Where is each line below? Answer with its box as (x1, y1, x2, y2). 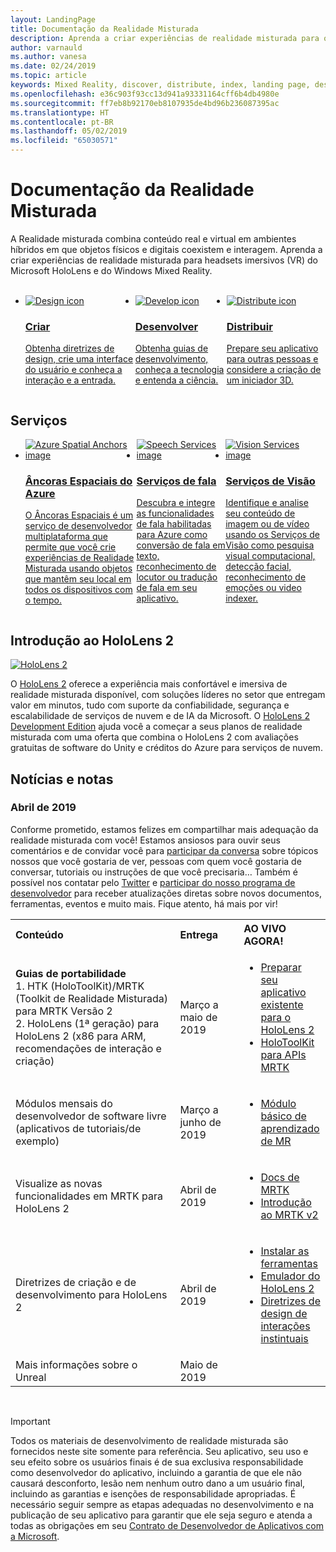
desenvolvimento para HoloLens (15, 1287, 168, 1301)
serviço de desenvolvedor (24, 520, 133, 532)
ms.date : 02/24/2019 (10, 61, 97, 71)
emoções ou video (225, 582, 302, 594)
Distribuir (226, 319, 273, 333)
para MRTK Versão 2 (15, 1004, 113, 1018)
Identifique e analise (225, 497, 309, 509)
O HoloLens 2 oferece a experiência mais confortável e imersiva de (10, 678, 288, 690)
